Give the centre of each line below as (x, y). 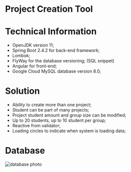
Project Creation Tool (49, 9)
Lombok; (21, 56)
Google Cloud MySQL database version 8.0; (57, 71)
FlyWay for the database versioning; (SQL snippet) (63, 61)
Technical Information (51, 32)
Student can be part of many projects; (51, 110)
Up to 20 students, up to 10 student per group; (59, 120)
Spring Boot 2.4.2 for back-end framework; (56, 51)
